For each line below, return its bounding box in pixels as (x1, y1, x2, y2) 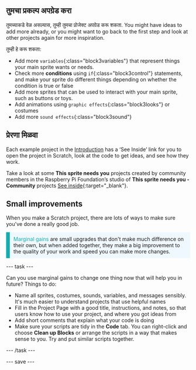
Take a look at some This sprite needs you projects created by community (6, 169, 186, 176)
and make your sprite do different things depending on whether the (14, 76, 177, 83)
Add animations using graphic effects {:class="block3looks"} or (14, 101, 170, 108)
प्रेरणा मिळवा (6, 130, 38, 141)
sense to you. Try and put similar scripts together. (14, 335, 135, 342)
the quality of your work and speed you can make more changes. (13, 248, 171, 255)
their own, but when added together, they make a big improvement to (13, 242, 180, 249)
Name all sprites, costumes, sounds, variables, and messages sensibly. (14, 292, 187, 299)
